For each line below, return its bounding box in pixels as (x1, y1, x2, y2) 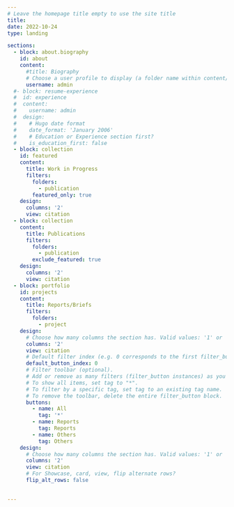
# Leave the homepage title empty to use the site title (7, 10, 176, 17)
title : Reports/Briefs (25, 301, 92, 309)
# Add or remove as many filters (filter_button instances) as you (25, 373, 226, 380)
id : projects (19, 289, 58, 296)
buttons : (25, 399, 52, 406)
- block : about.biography (13, 49, 89, 56)
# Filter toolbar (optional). (25, 367, 114, 374)
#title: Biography (25, 68, 79, 75)
